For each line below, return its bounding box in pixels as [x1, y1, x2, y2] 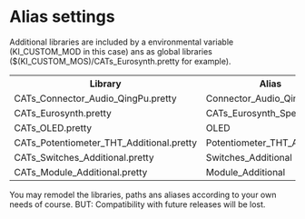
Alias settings [9, 6, 115, 27]
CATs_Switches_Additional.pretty [14, 151, 154, 164]
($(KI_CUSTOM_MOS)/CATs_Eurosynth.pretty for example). [9, 55, 231, 66]
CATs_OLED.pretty [14, 121, 93, 134]
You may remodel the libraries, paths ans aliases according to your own [9, 189, 277, 200]
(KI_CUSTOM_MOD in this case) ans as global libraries [9, 45, 213, 56]
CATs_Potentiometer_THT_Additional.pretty [14, 136, 198, 149]
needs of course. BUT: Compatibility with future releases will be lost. [9, 198, 266, 210]
